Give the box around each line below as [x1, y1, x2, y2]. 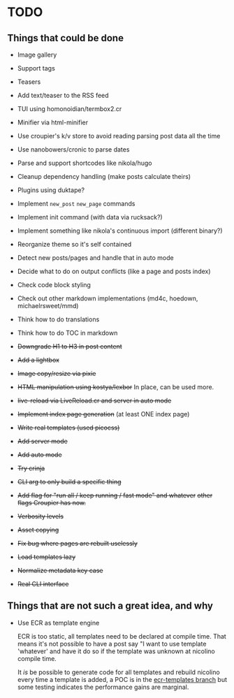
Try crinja [17, 464, 45, 472]
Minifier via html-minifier [17, 118, 89, 126]
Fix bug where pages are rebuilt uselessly [17, 539, 138, 547]
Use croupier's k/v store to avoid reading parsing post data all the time [17, 132, 221, 140]
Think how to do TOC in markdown [17, 329, 118, 337]
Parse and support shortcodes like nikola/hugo [17, 159, 152, 167]
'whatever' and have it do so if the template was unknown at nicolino [17, 647, 215, 655]
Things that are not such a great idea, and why [7, 600, 214, 612]
